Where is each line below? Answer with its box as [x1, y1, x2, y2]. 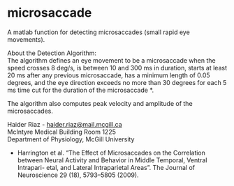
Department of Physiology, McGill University [7, 134, 135, 144]
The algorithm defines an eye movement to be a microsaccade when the [7, 56, 216, 64]
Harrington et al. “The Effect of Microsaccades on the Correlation [17, 148, 206, 157]
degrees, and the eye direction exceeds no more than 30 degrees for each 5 [7, 78, 227, 86]
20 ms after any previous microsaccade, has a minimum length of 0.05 [7, 71, 211, 79]
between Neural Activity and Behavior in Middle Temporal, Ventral [17, 155, 207, 164]
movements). [7, 35, 45, 43]
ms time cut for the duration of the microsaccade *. [7, 86, 154, 94]
